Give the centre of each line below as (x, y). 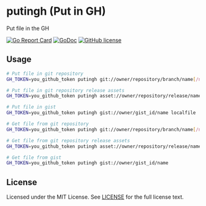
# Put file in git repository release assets (65, 90)
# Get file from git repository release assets (68, 140)
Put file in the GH (28, 28)
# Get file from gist (34, 158)
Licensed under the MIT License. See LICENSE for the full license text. (95, 197)
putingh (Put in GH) (56, 11)
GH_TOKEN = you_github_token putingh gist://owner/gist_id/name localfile (101, 113)
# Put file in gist (31, 107)
